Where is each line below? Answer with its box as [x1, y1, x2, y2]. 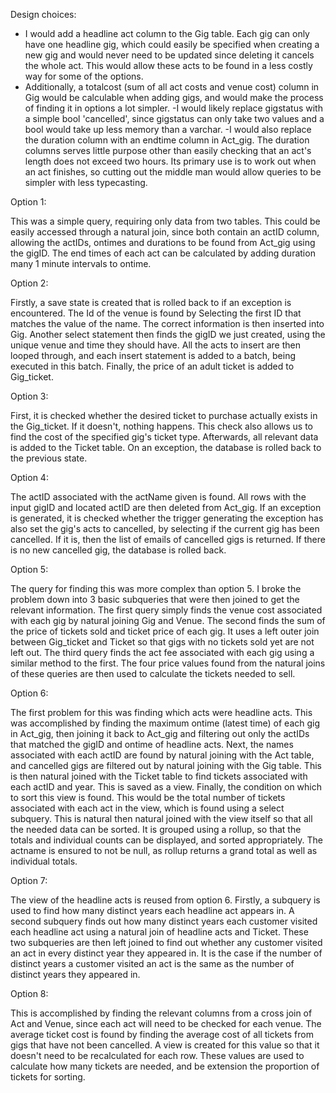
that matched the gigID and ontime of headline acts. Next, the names [10, 739, 294, 750]
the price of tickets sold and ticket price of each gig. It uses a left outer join [10, 625, 320, 637]
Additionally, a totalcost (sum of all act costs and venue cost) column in [24, 81, 320, 93]
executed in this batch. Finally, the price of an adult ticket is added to [10, 360, 295, 372]
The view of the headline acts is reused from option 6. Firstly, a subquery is [10, 894, 321, 906]
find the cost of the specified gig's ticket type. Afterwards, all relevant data [10, 431, 319, 443]
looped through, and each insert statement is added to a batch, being [10, 350, 296, 361]
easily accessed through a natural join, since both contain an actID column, [10, 226, 320, 238]
